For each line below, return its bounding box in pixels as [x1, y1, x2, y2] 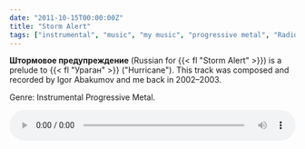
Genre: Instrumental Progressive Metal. [9, 92, 156, 103]
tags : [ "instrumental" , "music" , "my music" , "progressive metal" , [9, 30, 271, 39]
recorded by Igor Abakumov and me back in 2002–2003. [9, 74, 222, 85]
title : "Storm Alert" [9, 22, 92, 31]
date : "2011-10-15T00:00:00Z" [9, 13, 124, 23]
